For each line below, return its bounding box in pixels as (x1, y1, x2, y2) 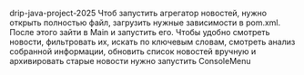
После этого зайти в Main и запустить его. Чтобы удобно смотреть (9, 27, 270, 37)
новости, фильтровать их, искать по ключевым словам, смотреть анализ (9, 36, 296, 47)
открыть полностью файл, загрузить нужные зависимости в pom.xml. (9, 17, 281, 28)
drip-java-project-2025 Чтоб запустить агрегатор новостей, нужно (9, 8, 267, 18)
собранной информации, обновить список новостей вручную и (9, 46, 257, 57)
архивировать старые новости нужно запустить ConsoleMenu (9, 56, 252, 66)
